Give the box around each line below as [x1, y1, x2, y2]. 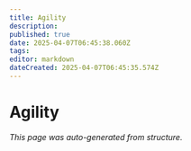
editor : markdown [9, 55, 75, 64]
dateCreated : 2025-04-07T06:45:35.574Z [9, 64, 159, 73]
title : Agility [9, 13, 67, 22]
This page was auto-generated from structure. [9, 131, 183, 142]
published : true [9, 30, 70, 39]
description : [9, 22, 59, 31]
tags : [9, 47, 30, 56]
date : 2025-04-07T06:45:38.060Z [9, 38, 131, 48]
